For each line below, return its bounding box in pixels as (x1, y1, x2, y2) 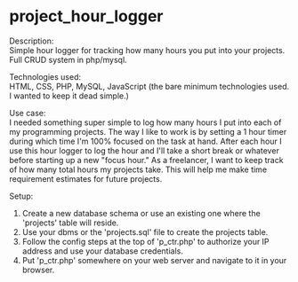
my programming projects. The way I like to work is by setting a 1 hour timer (9, 126, 287, 137)
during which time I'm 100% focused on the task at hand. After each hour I (9, 136, 282, 146)
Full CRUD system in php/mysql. (9, 54, 127, 65)
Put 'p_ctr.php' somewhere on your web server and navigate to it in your (21, 255, 287, 265)
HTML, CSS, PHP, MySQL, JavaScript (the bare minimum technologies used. (9, 81, 290, 91)
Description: (9, 35, 54, 46)
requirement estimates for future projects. (9, 173, 163, 184)
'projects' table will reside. (21, 217, 119, 228)
